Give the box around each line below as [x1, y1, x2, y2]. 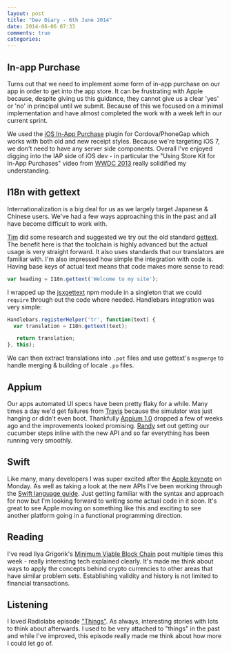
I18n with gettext [7, 186, 81, 198]
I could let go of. [7, 639, 54, 648]
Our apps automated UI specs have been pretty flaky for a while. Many [7, 399, 208, 407]
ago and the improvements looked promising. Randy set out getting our [7, 421, 210, 430]
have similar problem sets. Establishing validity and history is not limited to [7, 571, 219, 580]
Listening [7, 599, 48, 610]
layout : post [7, 10, 45, 17]
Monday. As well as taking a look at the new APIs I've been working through [7, 481, 223, 490]
